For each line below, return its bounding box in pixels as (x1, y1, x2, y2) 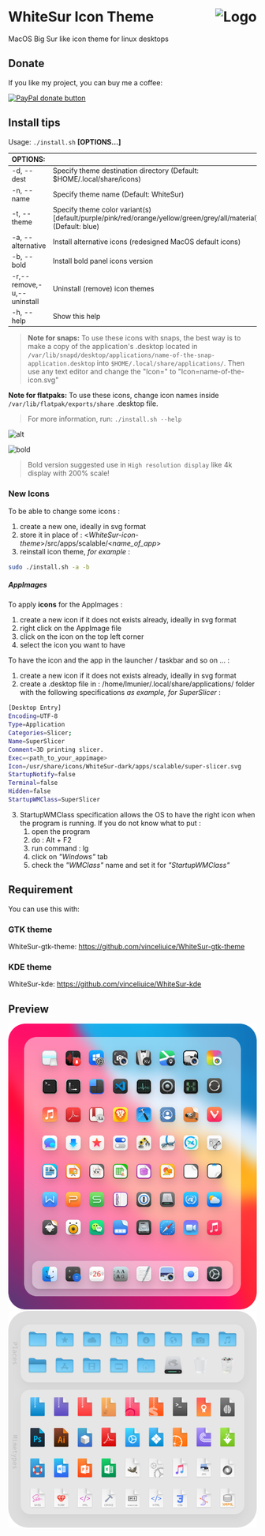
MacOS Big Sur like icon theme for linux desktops (8, 34, 170, 43)
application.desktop (27, 360, 95, 368)
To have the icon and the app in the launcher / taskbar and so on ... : (8, 655, 230, 665)
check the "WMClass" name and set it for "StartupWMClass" (31, 860, 230, 869)
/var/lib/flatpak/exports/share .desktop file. (8, 399, 159, 408)
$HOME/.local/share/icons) (52, 175, 142, 184)
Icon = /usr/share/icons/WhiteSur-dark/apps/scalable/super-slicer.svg (8, 762, 242, 770)
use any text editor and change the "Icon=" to (27, 367, 177, 377)
